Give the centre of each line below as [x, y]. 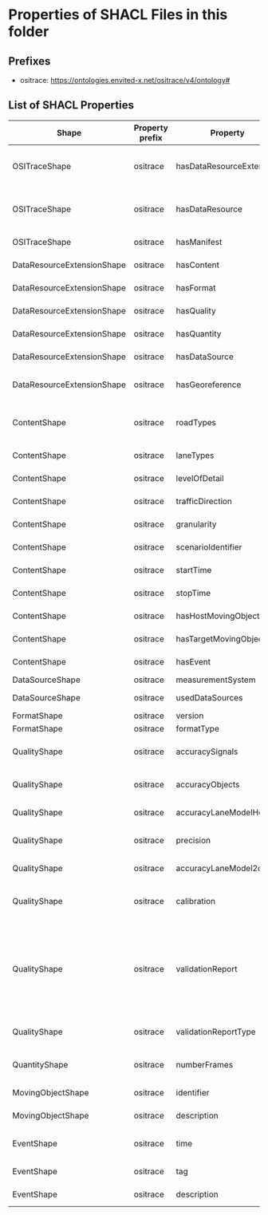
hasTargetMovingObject [221, 638]
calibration [196, 901]
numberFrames [205, 1064]
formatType [197, 728]
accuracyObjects [208, 784]
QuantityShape [40, 1064]
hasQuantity [199, 333]
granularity [196, 524]
